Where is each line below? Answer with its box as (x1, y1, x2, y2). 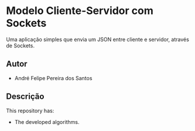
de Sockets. (6, 42, 35, 49)
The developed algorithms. (14, 118, 80, 125)
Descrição (6, 92, 45, 102)
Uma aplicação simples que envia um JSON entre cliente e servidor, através (6, 36, 189, 43)
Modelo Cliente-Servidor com (6, 4, 154, 18)
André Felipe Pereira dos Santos (14, 74, 93, 81)
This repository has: (6, 107, 54, 114)
